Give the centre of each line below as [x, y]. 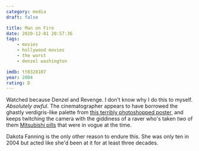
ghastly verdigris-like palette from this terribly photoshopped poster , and [95, 112]
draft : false [22, 17]
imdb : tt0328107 [26, 72]
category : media [26, 12]
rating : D [18, 83]
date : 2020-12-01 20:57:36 [39, 33]
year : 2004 [20, 77]
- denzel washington [42, 61]
